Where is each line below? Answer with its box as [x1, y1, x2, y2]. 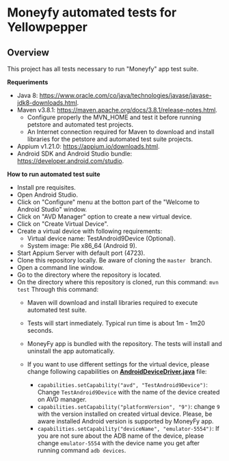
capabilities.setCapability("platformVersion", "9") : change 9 [37, 403, 220, 410]
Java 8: [16, 91, 38, 99]
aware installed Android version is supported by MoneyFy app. [37, 417, 214, 425]
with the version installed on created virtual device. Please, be [37, 410, 213, 418]
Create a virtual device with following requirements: [16, 227, 163, 235]
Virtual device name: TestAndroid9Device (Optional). [27, 234, 176, 242]
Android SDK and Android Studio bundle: [16, 149, 132, 158]
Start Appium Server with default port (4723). [16, 249, 146, 257]
